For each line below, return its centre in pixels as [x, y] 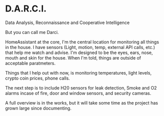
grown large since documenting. [38, 108]
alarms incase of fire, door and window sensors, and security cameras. [78, 93]
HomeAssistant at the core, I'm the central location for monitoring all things [82, 42]
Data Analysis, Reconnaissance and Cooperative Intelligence [68, 22]
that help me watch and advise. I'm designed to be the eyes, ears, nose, [79, 52]
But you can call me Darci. [32, 32]
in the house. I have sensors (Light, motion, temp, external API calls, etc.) [80, 47]
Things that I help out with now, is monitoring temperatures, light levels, [79, 72]
